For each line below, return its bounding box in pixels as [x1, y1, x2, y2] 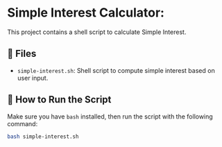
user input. [17, 73, 49, 82]
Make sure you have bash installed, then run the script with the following [7, 112, 213, 121]
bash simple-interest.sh [7, 133, 79, 140]
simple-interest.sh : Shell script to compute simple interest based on [17, 66, 215, 74]
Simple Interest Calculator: [7, 5, 165, 21]
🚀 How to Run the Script [7, 94, 112, 105]
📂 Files [7, 48, 37, 60]
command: [7, 119, 38, 128]
